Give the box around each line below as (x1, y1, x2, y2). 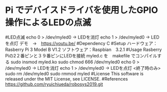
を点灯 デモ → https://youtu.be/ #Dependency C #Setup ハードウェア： (5, 40, 158, 46)
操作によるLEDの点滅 (5, 17, 91, 28)
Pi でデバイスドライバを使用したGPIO (5, 4, 158, 16)
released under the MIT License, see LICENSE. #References (5, 76, 128, 82)
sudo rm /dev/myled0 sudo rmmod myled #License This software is (5, 70, 144, 77)
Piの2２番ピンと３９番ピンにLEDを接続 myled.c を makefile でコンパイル (5, 52, 158, 58)
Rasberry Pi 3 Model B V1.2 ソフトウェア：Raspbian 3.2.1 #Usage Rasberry (5, 46, 162, 52)
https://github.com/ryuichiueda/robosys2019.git (5, 81, 103, 87)
